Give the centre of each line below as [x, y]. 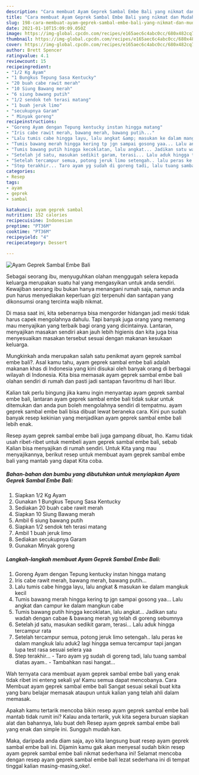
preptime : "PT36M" [29, 226]
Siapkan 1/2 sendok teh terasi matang [60, 527]
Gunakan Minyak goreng [45, 546]
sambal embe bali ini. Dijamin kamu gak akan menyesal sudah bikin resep [96, 747]
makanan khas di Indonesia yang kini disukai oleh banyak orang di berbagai [98, 369]
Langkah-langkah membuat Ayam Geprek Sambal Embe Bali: [84, 559]
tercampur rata [33, 631]
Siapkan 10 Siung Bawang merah [55, 514]
